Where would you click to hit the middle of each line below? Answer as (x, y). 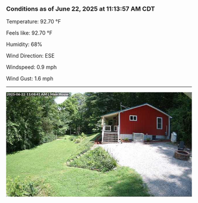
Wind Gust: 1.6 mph (30, 79)
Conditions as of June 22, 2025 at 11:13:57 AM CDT (80, 9)
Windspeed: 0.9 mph (32, 67)
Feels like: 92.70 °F (29, 33)
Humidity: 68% (24, 44)
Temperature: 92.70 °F (34, 22)
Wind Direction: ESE (30, 56)
